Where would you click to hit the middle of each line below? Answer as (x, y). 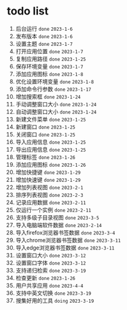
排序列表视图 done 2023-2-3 (49, 195)
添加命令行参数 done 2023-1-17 (53, 89)
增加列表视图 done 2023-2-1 (49, 187)
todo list (28, 11)
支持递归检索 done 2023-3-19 (51, 270)
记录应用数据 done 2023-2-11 (51, 202)
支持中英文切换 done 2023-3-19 (53, 293)
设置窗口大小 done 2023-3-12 (51, 255)
